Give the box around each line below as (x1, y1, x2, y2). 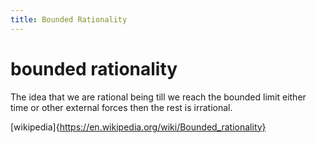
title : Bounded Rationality (10, 14, 128, 25)
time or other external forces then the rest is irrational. (10, 101, 233, 113)
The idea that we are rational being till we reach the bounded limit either (10, 91, 307, 103)
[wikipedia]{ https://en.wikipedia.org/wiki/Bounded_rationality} (10, 121, 267, 133)
